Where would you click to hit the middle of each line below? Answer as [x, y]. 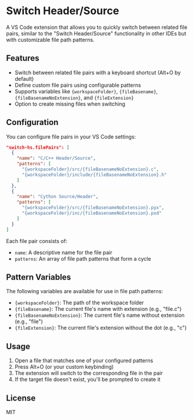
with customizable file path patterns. [50, 40]
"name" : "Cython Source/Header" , [58, 197]
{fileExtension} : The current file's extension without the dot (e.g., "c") [101, 328]
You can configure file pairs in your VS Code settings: [71, 136]
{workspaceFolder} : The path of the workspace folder [79, 303]
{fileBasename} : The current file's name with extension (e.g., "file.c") [98, 309]
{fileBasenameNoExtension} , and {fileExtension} [74, 97]
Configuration [32, 122]
